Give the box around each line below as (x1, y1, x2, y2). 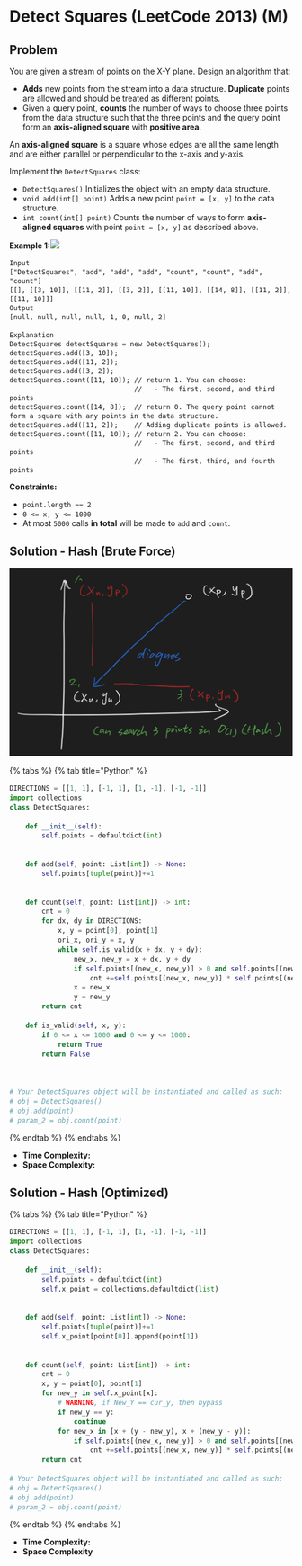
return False (41, 1050, 91, 1059)
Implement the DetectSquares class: (9, 166, 141, 176)
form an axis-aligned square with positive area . (22, 121, 202, 132)
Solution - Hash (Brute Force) (9, 544, 176, 559)
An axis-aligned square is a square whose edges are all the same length (9, 139, 279, 149)
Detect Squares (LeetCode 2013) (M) (9, 6, 289, 27)
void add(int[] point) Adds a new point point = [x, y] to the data (22, 193, 275, 203)
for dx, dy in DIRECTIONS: (41, 917, 143, 926)
